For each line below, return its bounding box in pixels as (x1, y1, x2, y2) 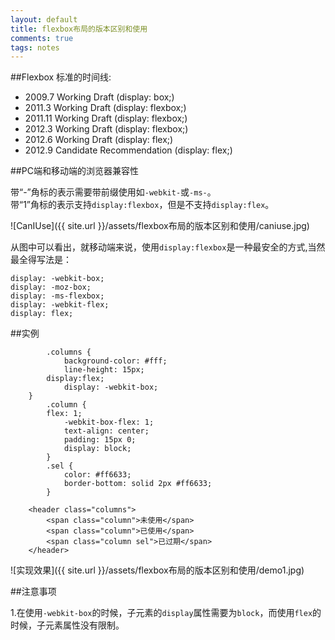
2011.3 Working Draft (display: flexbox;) (24, 102, 187, 114)
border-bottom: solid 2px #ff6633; (63, 479, 213, 489)
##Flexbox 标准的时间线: (10, 71, 112, 83)
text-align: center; (63, 426, 150, 436)
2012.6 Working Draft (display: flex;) (24, 134, 174, 146)
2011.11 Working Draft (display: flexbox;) (24, 112, 188, 125)
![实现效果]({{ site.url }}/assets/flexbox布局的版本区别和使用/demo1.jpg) (10, 564, 305, 576)
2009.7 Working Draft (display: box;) (24, 91, 175, 103)
